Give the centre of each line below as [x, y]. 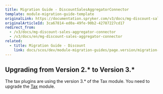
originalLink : [19, 18]
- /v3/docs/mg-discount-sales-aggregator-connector [63, 32]
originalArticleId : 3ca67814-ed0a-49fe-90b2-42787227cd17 [65, 23]
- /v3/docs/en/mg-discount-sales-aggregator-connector [66, 37]
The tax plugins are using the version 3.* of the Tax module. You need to [77, 81]
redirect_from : [20, 28]
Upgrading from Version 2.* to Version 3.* [70, 70]
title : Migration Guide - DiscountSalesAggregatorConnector [67, 9]
